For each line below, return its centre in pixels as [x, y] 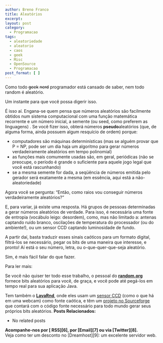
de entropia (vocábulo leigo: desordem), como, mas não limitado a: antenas [81, 217]
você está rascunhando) [36, 167]
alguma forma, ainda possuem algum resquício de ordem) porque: [71, 132]
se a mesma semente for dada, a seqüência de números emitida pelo [81, 172]
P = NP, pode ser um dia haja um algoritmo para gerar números [75, 146]
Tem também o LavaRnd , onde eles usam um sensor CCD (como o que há [80, 295]
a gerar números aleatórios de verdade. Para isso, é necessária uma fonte [79, 212]
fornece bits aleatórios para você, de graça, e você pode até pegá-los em [79, 281]
